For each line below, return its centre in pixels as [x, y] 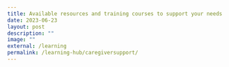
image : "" [22, 40]
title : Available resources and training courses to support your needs [115, 14]
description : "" [31, 33]
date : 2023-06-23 [32, 20]
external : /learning [37, 46]
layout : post [26, 27]
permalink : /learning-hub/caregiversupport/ [73, 53]
